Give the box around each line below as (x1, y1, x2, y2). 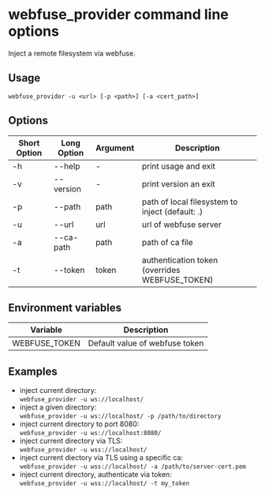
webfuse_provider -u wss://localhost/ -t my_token (19, 480, 190, 488)
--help (54, 161, 80, 172)
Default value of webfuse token (88, 338, 204, 349)
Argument (95, 142, 135, 153)
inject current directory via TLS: (19, 436, 123, 446)
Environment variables (8, 300, 122, 314)
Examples (8, 365, 58, 378)
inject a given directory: (19, 402, 97, 412)
